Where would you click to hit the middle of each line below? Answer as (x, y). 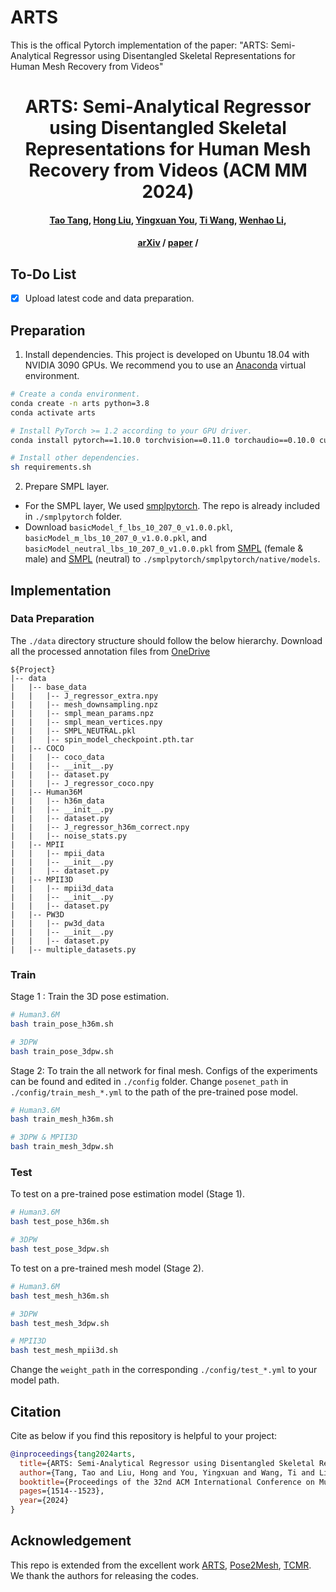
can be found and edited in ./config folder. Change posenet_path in (149, 1081)
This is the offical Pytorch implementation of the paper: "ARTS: (139, 45)
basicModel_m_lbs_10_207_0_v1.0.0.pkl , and (116, 538)
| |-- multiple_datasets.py (73, 949)
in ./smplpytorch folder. (73, 517)
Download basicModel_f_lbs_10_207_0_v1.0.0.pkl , (128, 527)
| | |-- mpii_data (57, 853)
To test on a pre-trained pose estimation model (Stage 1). (127, 1194)
